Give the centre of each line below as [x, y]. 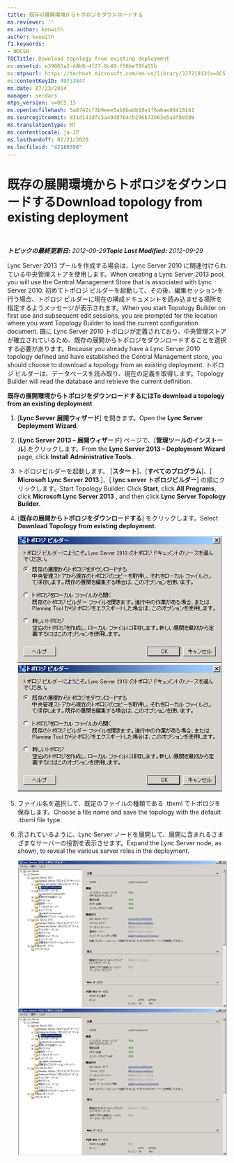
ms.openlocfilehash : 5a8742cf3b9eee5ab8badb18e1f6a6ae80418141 [101, 110]
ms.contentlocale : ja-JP [43, 132]
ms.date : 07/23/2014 [37, 88]
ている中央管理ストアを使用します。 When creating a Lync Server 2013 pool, [116, 275]
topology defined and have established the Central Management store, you [115, 357]
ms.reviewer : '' [31, 22]
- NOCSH [18, 52]
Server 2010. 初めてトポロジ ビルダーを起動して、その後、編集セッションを [115, 291]
